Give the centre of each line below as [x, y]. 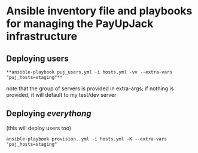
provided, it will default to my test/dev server [61, 95]
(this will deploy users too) [39, 128]
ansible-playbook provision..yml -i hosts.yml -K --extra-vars [87, 139]
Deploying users [37, 58]
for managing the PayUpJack [80, 24]
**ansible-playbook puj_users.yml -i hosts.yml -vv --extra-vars [89, 72]
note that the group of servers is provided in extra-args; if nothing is [90, 88]
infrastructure [42, 36]
